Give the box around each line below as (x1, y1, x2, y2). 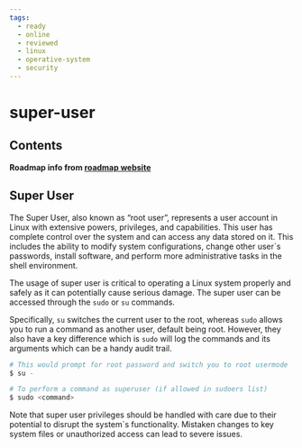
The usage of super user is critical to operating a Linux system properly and (9, 277, 291, 288)
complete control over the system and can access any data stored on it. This (9, 231, 294, 242)
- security (17, 64, 59, 73)
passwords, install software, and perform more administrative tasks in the (9, 250, 282, 261)
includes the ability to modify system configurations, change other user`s (9, 241, 281, 251)
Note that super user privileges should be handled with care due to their (9, 409, 277, 420)
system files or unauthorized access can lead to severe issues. (9, 429, 243, 440)
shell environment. (9, 260, 78, 270)
